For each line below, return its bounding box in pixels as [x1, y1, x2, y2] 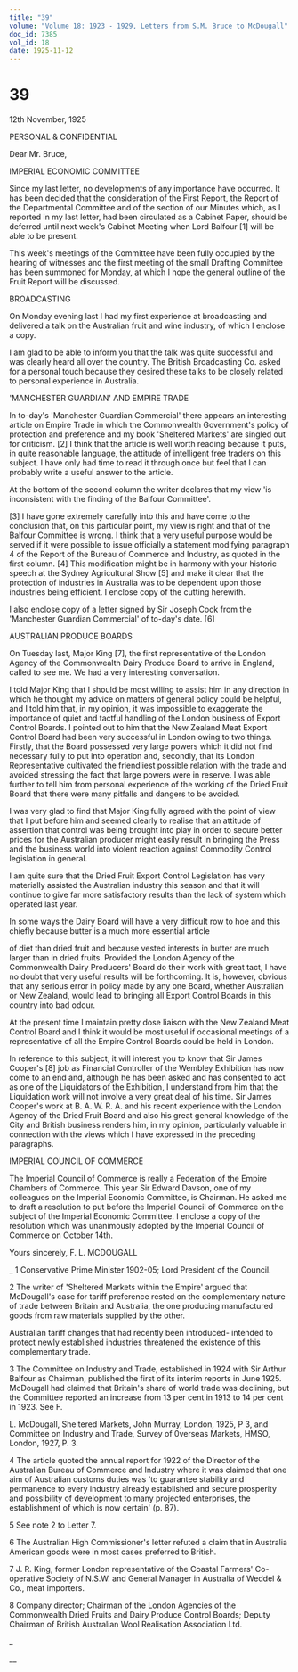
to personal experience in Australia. [9, 375, 140, 386]
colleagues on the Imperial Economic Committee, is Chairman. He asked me [9, 1192, 287, 1203]
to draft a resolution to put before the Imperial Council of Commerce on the [9, 1201, 285, 1213]
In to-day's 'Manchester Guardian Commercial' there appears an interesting [9, 410, 286, 421]
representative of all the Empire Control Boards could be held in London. [9, 1036, 274, 1047]
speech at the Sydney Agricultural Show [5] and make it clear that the [9, 568, 264, 579]
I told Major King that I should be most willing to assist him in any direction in [9, 684, 290, 696]
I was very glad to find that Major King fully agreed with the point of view [9, 806, 276, 817]
